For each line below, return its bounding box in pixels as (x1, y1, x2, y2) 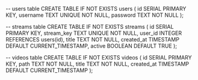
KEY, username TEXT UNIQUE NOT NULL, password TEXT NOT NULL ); (5, 11, 184, 19)
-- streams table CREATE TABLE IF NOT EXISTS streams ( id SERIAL (5, 23, 174, 30)
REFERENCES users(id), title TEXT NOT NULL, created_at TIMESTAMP (5, 36, 180, 43)
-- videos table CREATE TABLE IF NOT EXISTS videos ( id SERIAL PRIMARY (5, 54, 192, 61)
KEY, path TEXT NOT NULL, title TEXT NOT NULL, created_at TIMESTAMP (5, 60, 190, 67)
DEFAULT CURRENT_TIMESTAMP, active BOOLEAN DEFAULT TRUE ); (5, 42, 178, 49)
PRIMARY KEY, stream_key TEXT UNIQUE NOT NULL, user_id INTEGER (5, 29, 182, 37)
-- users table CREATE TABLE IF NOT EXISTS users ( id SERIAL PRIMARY (5, 5, 187, 12)
